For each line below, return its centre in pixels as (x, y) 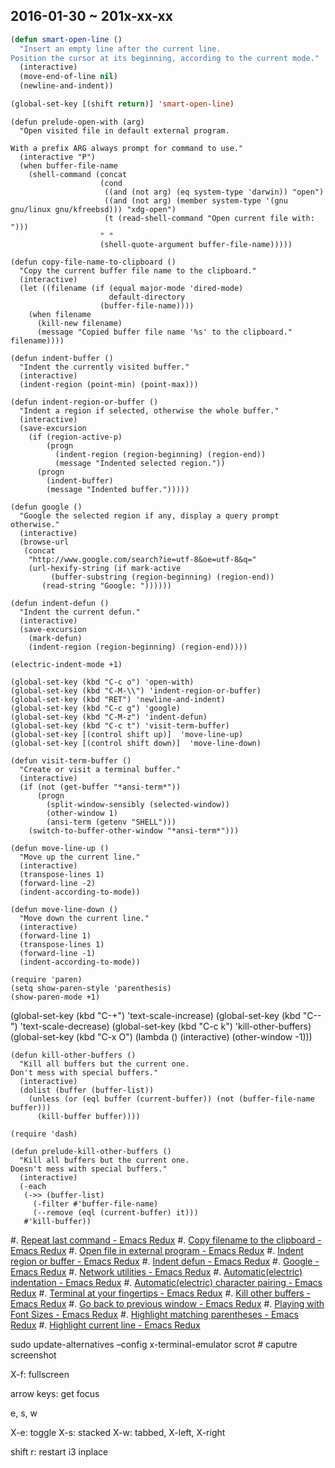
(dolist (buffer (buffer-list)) (87, 1090)
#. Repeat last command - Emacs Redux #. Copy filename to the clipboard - (166, 1240)
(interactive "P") (58, 157)
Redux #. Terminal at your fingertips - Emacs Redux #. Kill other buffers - (161, 1293)
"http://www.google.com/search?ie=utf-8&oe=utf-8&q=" (142, 559)
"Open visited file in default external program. (124, 130)
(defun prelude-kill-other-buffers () (91, 1151)
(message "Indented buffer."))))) (118, 489)
